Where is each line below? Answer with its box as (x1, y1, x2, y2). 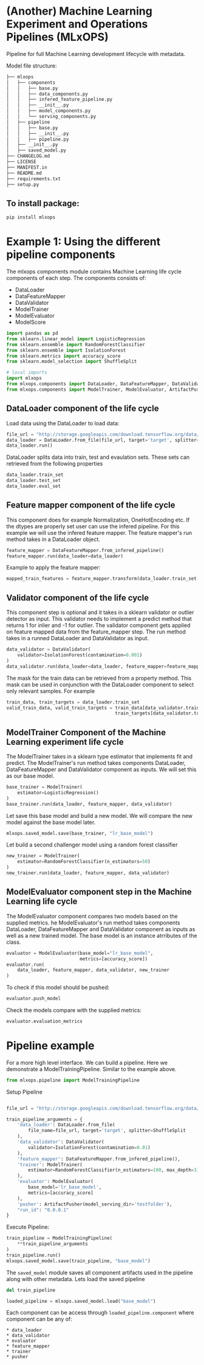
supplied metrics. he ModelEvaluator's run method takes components (6, 919, 180, 926)
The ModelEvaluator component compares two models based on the (6, 912, 178, 920)
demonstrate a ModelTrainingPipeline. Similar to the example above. (6, 1065, 177, 1072)
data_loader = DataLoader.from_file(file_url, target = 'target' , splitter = (6, 437, 200, 443)
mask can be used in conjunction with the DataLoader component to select (6, 680, 194, 688)
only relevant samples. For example (6, 687, 95, 694)
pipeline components (6, 248, 115, 262)
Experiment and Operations (6, 17, 148, 31)
